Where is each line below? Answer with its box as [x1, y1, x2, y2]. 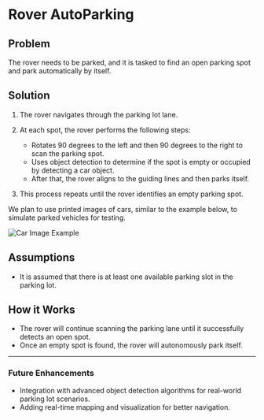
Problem [8, 37, 51, 50]
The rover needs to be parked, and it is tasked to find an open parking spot [8, 58, 251, 67]
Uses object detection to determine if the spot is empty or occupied [31, 157, 251, 166]
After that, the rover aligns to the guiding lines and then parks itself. [31, 173, 250, 183]
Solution [8, 89, 50, 102]
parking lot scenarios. [19, 394, 90, 403]
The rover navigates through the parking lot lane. [19, 110, 178, 119]
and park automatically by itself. [8, 66, 112, 76]
